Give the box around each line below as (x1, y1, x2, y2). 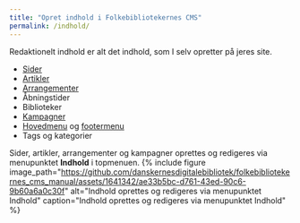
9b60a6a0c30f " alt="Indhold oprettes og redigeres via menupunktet (9, 185, 262, 196)
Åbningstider (21, 91, 70, 103)
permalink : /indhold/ (9, 21, 90, 30)
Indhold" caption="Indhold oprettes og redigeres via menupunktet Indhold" (9, 194, 287, 206)
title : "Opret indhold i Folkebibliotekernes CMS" (9, 13, 202, 22)
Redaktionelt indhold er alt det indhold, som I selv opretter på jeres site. (9, 46, 273, 56)
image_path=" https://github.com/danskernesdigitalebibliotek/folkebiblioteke (9, 167, 291, 177)
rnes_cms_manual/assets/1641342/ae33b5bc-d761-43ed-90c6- (9, 176, 246, 186)
